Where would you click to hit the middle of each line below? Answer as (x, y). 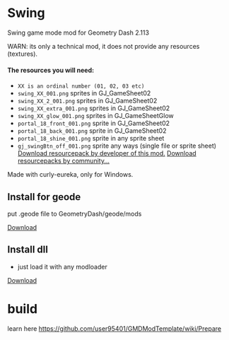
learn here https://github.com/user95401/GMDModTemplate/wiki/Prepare (114, 328)
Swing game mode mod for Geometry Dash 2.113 (78, 33)
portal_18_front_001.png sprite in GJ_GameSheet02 (94, 123)
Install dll (28, 250)
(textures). (22, 54)
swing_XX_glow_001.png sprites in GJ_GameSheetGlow (96, 116)
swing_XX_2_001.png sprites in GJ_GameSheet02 (87, 101)
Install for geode (44, 197)
